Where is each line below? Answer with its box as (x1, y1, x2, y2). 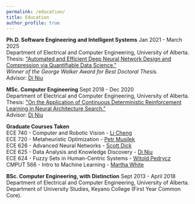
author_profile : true (6, 20, 60, 26)
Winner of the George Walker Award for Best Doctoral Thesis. (6, 68, 159, 75)
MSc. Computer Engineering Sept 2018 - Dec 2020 (6, 86, 135, 93)
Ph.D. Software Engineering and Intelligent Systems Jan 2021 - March (6, 36, 182, 44)
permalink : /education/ (6, 8, 66, 15)
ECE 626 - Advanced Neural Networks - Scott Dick (6, 142, 132, 150)
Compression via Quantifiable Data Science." (6, 62, 117, 69)
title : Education (6, 14, 50, 20)
